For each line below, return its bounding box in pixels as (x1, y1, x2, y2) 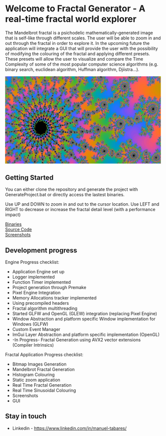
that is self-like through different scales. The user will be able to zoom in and (5, 35, 161, 41)
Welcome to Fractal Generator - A (5, 3, 146, 14)
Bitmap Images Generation (12, 361, 67, 367)
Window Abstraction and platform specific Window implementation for (12, 316, 156, 322)
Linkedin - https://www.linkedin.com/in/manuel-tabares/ (12, 425, 127, 431)
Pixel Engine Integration (12, 290, 61, 296)
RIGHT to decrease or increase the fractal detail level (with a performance (5, 207, 156, 213)
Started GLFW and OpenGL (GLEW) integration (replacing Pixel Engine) (12, 311, 157, 317)
